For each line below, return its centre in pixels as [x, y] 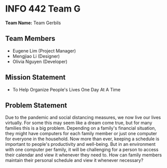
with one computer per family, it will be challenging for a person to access [82, 150]
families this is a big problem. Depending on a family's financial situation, [81, 128]
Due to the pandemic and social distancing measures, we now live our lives [83, 118]
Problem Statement [36, 105]
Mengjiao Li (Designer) [36, 56]
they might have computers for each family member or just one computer [81, 134]
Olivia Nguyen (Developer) [40, 62]
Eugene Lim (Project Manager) [44, 50]
